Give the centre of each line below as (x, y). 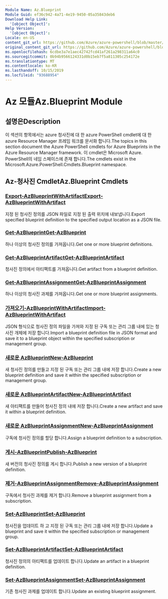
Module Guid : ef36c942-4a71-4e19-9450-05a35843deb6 (60, 15)
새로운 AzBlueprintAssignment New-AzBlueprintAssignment (79, 426)
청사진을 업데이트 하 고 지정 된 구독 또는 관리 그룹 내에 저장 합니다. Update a (79, 526)
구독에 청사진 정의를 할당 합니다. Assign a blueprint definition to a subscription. (84, 438)
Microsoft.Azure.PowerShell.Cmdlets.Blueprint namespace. (66, 164)
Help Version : (20, 29)
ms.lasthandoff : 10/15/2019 (34, 71)
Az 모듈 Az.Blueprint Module (64, 102)
